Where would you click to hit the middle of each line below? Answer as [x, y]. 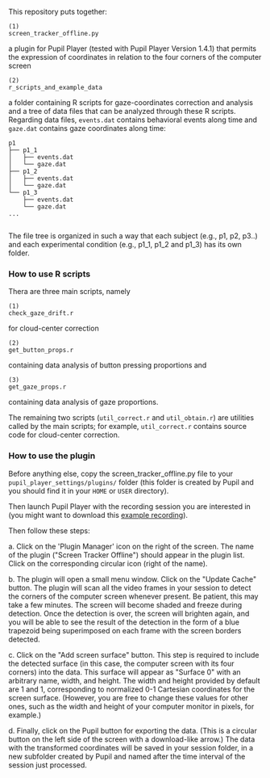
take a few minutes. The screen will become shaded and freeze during [125, 604]
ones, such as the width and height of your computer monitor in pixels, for [131, 706]
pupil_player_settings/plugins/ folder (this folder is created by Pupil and [131, 482]
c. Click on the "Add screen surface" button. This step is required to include [134, 654]
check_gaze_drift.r [41, 313]
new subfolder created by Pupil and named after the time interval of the [127, 756]
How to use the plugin [52, 456]
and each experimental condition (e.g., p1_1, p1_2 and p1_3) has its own [125, 244]
